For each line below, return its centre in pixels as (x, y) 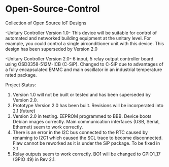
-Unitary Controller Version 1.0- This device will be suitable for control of (81, 32)
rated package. (21, 75)
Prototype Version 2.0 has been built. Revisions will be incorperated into (88, 105)
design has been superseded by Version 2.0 (52, 49)
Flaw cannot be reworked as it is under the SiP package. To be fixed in (86, 143)
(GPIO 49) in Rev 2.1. (34, 159)
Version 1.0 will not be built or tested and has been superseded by (82, 94)
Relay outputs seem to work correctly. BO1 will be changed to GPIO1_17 (87, 154)
